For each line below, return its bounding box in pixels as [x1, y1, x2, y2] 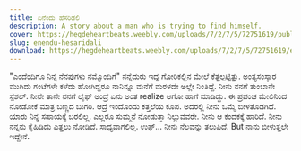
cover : [9, 29, 34, 38]
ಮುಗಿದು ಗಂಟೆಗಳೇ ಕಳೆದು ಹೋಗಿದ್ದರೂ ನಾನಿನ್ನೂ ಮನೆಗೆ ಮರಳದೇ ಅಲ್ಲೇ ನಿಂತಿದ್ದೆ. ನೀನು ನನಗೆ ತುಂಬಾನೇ [9, 81, 276, 92]
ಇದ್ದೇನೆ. [9, 131, 30, 142]
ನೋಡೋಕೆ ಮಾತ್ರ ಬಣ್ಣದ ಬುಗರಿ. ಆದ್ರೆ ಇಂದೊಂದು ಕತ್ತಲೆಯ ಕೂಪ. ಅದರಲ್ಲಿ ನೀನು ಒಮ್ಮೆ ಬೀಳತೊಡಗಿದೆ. [9, 101, 277, 112]
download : [9, 46, 47, 55]
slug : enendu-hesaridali [9, 38, 102, 47]
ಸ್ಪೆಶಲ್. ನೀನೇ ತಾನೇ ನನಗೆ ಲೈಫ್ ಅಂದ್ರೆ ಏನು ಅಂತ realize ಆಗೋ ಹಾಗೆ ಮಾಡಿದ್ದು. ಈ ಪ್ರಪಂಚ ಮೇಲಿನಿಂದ [9, 91, 288, 102]
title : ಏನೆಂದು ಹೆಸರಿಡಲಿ [9, 13, 81, 22]
